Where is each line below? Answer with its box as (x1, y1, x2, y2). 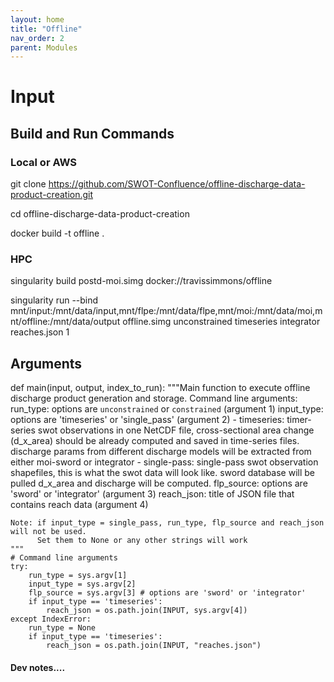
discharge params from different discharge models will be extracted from (10, 446, 312, 458)
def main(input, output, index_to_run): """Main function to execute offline (10, 382, 311, 394)
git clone (10, 178, 47, 190)
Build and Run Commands (10, 125, 175, 142)
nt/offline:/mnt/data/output (10, 316, 121, 328)
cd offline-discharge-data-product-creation (10, 208, 190, 220)
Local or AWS (10, 155, 78, 169)
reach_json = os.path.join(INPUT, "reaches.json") (46, 641, 262, 651)
